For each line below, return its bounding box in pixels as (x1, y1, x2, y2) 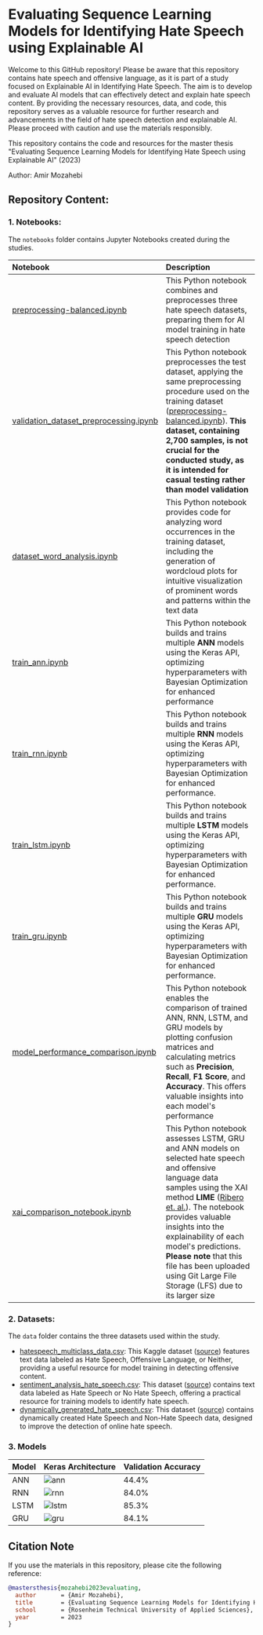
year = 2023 (15, 1613, 82, 1621)
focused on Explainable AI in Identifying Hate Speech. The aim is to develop (8, 81, 253, 91)
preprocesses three (165, 294, 238, 305)
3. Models (8, 1441, 47, 1452)
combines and (165, 284, 218, 295)
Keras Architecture (43, 1461, 116, 1472)
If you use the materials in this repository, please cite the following (8, 1560, 222, 1570)
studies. (8, 243, 34, 252)
